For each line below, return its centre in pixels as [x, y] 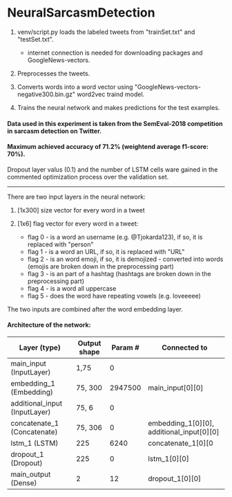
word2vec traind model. [111, 94]
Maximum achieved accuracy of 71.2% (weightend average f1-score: [108, 147]
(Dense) [24, 482]
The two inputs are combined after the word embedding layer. [95, 309]
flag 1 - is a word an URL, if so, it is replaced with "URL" [106, 251]
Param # [125, 347]
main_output [31, 474]
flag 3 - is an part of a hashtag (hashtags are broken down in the [119, 273]
